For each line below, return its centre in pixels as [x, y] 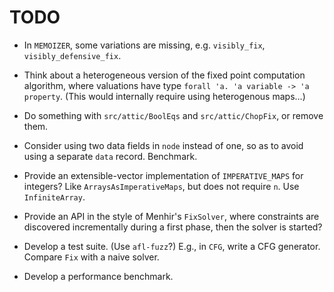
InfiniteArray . [54, 197]
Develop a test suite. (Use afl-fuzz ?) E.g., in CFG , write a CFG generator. [172, 246]
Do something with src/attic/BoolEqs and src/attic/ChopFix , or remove [173, 115]
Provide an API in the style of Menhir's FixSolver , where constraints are [171, 216]
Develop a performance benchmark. [98, 276]
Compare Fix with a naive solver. [91, 257]
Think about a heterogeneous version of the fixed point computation [164, 75]
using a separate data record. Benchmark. [110, 156]
